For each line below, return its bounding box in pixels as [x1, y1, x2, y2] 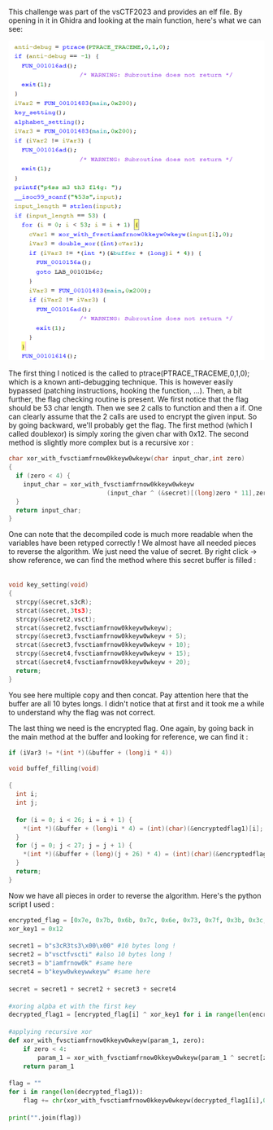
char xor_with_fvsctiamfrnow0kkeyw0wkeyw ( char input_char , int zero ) [8, 455, 245, 463]
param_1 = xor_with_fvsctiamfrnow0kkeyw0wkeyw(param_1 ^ [37, 1053, 234, 1062]
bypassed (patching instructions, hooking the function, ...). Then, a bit [8, 386, 242, 396]
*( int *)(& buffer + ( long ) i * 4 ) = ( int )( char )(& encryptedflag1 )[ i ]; [23, 824, 264, 833]
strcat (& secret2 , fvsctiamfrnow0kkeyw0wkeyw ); [15, 623, 173, 632]
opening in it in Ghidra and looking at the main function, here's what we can [8, 15, 262, 25]
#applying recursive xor [8, 1028, 93, 1036]
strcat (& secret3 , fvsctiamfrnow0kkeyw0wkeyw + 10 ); [15, 641, 191, 649]
